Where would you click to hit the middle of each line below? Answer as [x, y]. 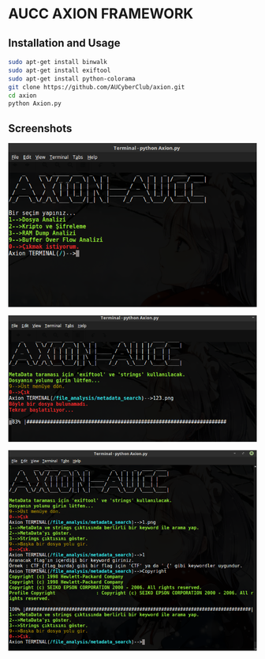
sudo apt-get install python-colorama [72, 79]
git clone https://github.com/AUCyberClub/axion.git [97, 87]
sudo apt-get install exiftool [60, 70]
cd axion [22, 96]
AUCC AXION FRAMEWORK [101, 14]
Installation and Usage [64, 43]
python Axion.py [35, 104]
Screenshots [40, 128]
